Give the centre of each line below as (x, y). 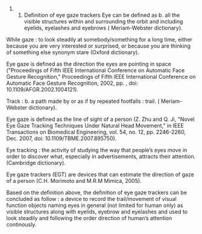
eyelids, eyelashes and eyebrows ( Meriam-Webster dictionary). (103, 28)
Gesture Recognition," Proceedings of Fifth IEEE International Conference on (101, 77)
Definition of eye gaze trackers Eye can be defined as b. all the (102, 15)
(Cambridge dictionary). (36, 163)
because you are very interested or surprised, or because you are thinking (99, 46)
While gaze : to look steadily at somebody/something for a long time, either (99, 39)
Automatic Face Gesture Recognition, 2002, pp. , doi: (72, 83)
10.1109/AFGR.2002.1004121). (42, 89)
